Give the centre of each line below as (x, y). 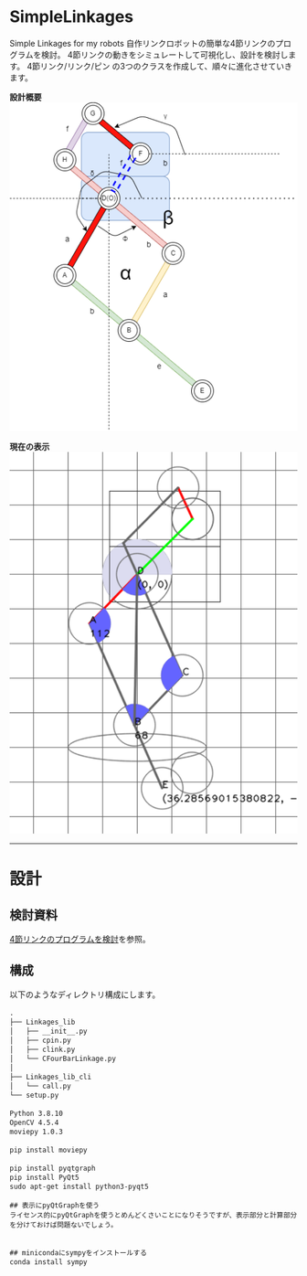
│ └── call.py (40, 1086)
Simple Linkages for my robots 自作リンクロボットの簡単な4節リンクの (143, 43)
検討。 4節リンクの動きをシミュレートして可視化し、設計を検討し (164, 54)
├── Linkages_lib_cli (51, 1077)
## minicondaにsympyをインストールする (79, 1253)
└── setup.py (34, 1095)
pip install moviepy (49, 1150)
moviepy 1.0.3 (37, 1132)
